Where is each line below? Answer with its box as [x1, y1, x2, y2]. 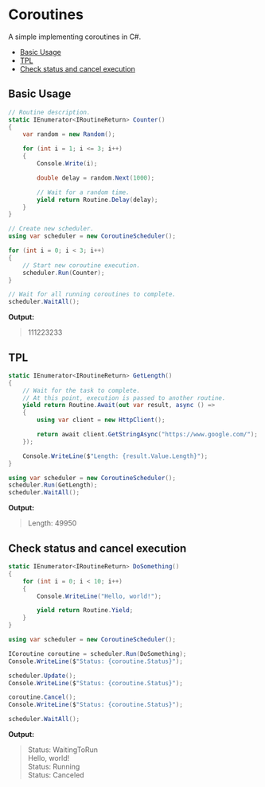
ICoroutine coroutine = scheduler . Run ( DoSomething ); [8, 649, 187, 657]
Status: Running [27, 762, 80, 771]
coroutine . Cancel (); [8, 693, 77, 701]
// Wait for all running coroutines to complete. [8, 290, 177, 299]
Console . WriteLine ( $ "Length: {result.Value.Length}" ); [22, 452, 208, 460]
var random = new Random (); [22, 130, 115, 138]
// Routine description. [8, 108, 91, 116]
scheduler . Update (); [8, 672, 77, 680]
